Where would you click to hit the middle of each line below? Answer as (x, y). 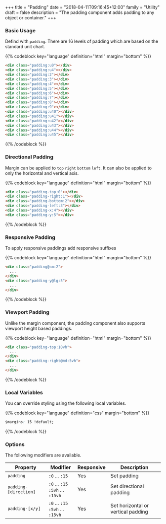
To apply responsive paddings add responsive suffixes (61, 248)
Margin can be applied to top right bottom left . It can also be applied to (79, 168)
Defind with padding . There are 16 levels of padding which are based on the (82, 41)
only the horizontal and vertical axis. (42, 173)
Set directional (127, 486)
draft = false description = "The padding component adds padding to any (80, 12)
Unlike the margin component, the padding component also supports (75, 323)
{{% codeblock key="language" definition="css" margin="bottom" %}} (77, 413)
